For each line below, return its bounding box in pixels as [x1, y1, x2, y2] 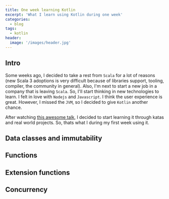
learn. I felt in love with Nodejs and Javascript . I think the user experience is [5, 94, 162, 100]
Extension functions [5, 168, 70, 177]
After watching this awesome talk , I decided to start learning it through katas [5, 114, 164, 120]
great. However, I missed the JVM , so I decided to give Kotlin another [5, 99, 148, 105]
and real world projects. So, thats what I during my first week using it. [5, 119, 150, 125]
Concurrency [5, 185, 48, 194]
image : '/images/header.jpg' [10, 40, 71, 45]
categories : [5, 17, 30, 22]
